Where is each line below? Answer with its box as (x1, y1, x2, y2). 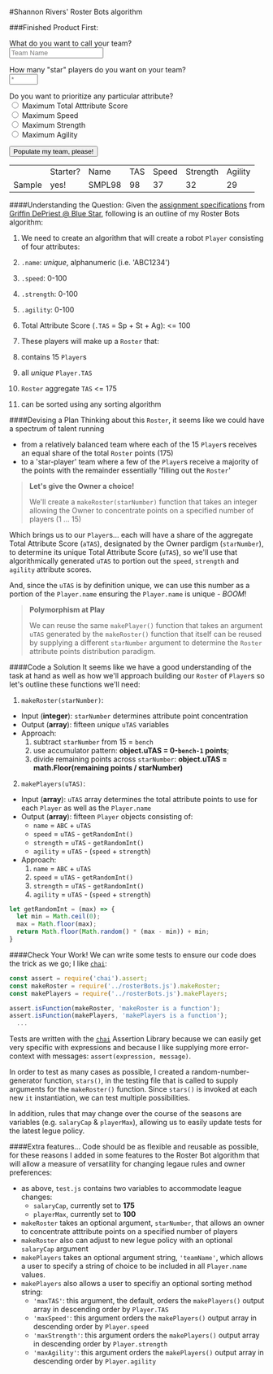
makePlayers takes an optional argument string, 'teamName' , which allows (20, 1253, 263, 1263)
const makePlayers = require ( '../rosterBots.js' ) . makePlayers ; (9, 989, 228, 997)
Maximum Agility (21, 130, 78, 139)
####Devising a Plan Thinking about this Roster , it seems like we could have (9, 415, 265, 425)
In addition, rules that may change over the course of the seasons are (9, 1109, 242, 1119)
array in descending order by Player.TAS (32, 1305, 169, 1315)
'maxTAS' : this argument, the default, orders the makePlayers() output (32, 1296, 265, 1306)
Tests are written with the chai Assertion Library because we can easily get (9, 1034, 262, 1044)
